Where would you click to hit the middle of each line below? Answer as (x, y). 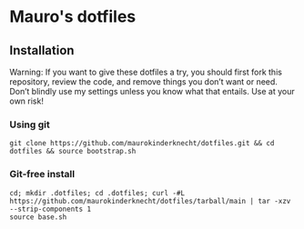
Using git (30, 124)
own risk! (26, 101)
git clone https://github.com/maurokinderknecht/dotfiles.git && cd (142, 144)
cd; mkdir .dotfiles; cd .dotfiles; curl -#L (97, 193)
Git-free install (42, 174)
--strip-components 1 (51, 209)
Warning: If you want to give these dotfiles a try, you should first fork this (146, 72)
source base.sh (38, 217)
